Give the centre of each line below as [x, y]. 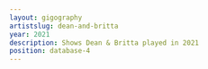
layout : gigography [46, 17]
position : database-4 [50, 51]
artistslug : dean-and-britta [64, 26]
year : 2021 [30, 34]
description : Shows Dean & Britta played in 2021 [104, 43]
